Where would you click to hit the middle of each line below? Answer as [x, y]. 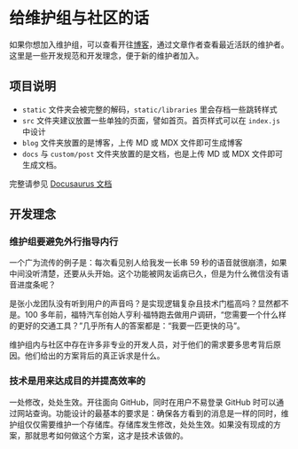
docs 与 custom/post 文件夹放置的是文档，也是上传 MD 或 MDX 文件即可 [153, 154]
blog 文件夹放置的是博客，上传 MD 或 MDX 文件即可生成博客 [132, 142]
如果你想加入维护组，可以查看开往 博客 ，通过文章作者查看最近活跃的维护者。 [149, 44]
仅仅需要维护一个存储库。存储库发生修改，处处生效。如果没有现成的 [149, 424]
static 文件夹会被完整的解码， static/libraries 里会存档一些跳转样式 [149, 109]
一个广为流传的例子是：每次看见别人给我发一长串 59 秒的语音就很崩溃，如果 [148, 263]
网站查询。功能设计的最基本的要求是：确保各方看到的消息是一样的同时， [149, 413]
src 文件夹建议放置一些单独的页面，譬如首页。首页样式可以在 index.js [151, 120]
